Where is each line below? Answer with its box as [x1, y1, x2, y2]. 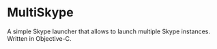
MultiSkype [7, 5, 74, 20]
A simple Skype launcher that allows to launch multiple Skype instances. [7, 27, 210, 35]
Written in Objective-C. [7, 34, 72, 42]
